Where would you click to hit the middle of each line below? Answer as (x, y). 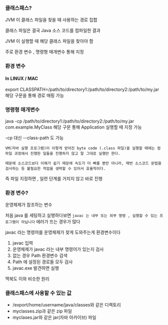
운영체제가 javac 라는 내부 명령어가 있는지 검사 (58, 249)
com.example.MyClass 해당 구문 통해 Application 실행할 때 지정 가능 (73, 127)
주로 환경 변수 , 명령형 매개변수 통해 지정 (45, 52)
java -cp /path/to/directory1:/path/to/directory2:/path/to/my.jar (70, 121)
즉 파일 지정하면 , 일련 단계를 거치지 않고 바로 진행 (54, 178)
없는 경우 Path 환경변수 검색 (40, 256)
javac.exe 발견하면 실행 (36, 268)
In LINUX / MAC (22, 78)
